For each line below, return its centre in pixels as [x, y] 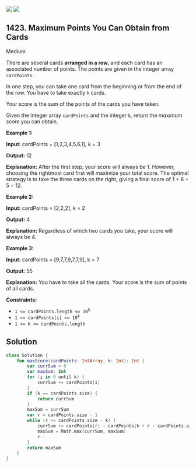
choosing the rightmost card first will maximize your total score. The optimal [97, 173]
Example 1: [20, 133]
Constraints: [22, 300]
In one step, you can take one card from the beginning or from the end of [94, 86]
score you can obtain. [32, 121]
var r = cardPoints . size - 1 [62, 415]
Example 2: [20, 196]
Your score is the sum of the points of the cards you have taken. [83, 104]
